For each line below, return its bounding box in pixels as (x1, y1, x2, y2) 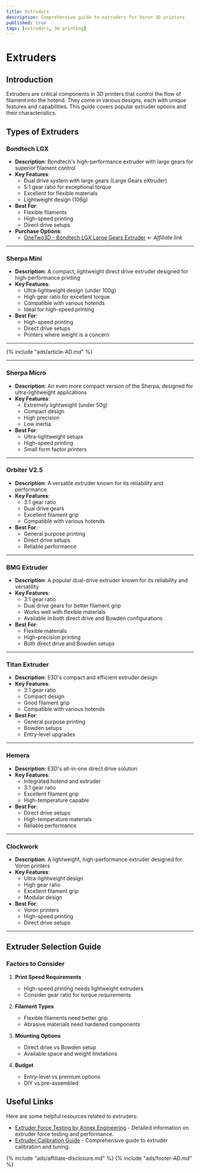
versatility (14, 583, 39, 590)
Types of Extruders (6, 126, 79, 137)
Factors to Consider (6, 960, 65, 968)
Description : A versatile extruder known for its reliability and (14, 479, 164, 486)
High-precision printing (23, 634, 81, 641)
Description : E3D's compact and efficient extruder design (14, 674, 158, 681)
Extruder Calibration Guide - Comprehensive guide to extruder (14, 1137, 168, 1144)
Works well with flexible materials (23, 609, 106, 616)
